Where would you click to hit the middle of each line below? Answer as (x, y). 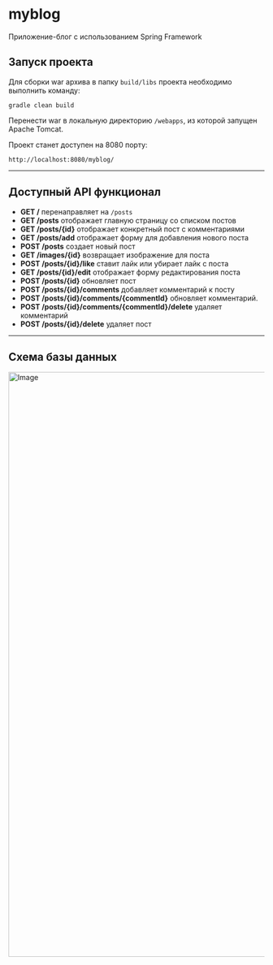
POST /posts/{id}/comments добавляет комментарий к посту (128, 289)
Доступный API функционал (84, 192)
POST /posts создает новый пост (78, 246)
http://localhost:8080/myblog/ (61, 159)
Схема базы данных (63, 357)
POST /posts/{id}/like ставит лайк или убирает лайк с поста (124, 263)
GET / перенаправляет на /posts (76, 211)
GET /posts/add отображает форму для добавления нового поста (134, 237)
